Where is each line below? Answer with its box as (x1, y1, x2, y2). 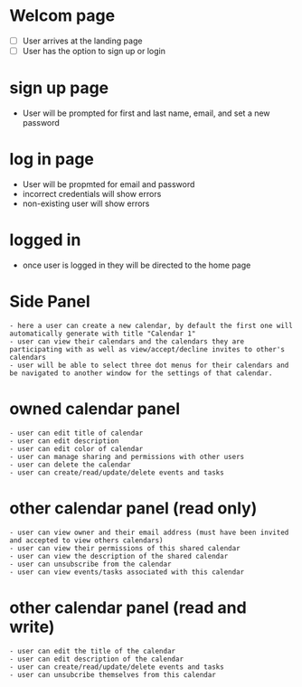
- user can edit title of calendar (9, 428, 144, 438)
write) (9, 616, 55, 637)
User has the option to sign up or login (22, 46, 165, 56)
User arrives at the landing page (22, 35, 143, 46)
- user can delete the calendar (9, 460, 131, 469)
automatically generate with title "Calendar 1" (9, 329, 196, 338)
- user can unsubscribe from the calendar (9, 560, 172, 569)
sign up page (9, 78, 109, 99)
